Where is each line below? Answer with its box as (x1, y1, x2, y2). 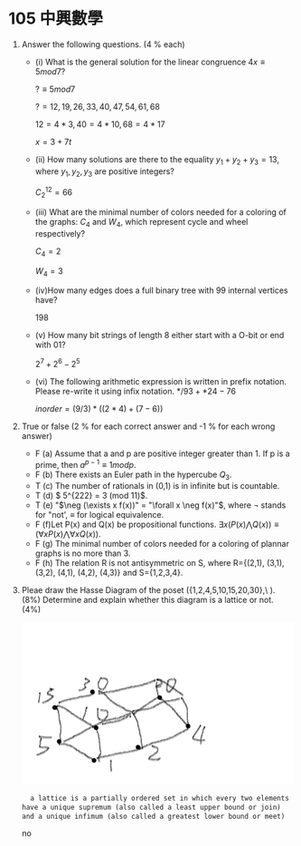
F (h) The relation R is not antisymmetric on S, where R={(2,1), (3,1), (34, 558, 286, 569)
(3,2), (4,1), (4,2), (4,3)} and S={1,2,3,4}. (34, 568, 183, 579)
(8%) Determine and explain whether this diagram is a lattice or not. (21, 595, 275, 606)
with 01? (34, 339, 66, 350)
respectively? (34, 228, 86, 238)
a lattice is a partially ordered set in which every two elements (30, 793, 290, 802)
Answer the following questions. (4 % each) (21, 38, 186, 50)
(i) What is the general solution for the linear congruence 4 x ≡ (34, 56, 266, 67)
